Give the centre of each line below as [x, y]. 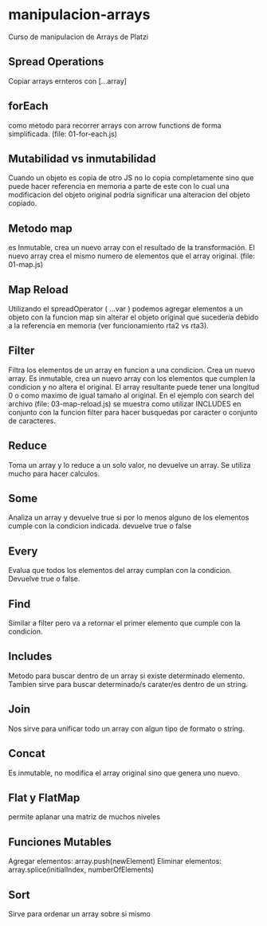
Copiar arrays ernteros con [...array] [68, 80]
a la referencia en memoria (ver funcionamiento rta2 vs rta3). [108, 326]
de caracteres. [32, 421]
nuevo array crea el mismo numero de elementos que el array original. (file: [132, 256]
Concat [27, 753]
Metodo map [41, 228]
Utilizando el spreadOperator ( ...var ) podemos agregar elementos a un [126, 309]
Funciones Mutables [60, 842]
